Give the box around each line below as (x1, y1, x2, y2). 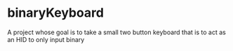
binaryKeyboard (7, 5, 104, 21)
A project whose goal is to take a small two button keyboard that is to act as (7, 28, 226, 36)
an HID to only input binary (7, 35, 85, 43)
